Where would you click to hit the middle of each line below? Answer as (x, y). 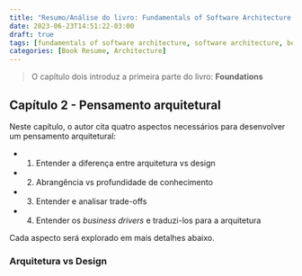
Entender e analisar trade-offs (91, 201)
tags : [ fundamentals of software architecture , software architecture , (146, 43)
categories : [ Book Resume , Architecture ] (88, 51)
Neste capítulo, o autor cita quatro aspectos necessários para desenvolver (147, 126)
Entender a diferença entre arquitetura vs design (125, 163)
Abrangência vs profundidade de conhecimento (124, 182)
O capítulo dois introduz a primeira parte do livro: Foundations (147, 76)
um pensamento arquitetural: (63, 136)
